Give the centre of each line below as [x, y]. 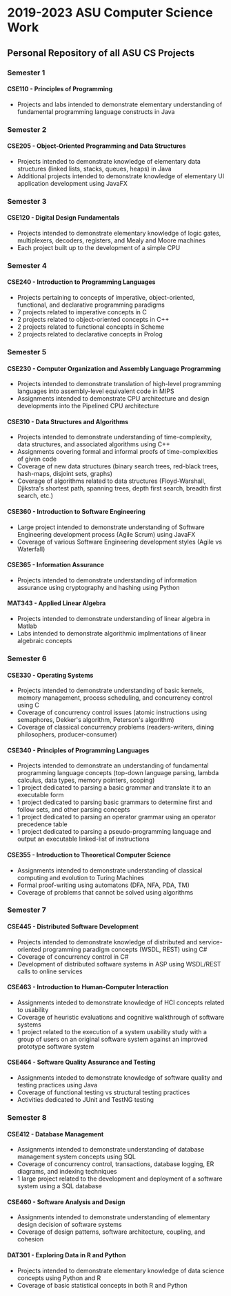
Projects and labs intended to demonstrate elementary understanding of [120, 104]
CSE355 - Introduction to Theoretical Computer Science [89, 855]
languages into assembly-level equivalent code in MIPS [96, 391]
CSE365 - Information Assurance [56, 565]
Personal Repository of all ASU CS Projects [101, 53]
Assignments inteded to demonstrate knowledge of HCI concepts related [121, 1002]
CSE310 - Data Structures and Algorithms [68, 421]
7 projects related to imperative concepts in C [82, 312]
